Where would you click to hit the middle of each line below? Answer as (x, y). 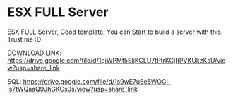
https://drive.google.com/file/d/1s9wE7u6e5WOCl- (97, 81)
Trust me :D (24, 39)
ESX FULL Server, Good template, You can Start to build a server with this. (115, 32)
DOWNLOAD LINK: (35, 53)
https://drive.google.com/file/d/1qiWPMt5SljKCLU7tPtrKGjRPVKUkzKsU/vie (116, 60)
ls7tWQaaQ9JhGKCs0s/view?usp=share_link (72, 89)
